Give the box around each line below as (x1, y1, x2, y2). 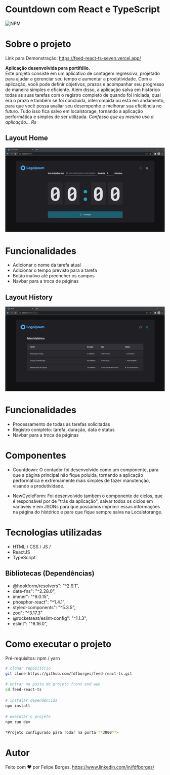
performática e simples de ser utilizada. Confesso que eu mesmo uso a (5, 113, 154, 120)
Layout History (5, 293, 53, 301)
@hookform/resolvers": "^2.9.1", (12, 583, 79, 589)
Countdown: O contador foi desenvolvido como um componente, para (12, 467, 159, 473)
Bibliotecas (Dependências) (5, 569, 95, 578)
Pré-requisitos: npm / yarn (5, 655, 60, 661)
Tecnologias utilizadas (5, 527, 102, 538)
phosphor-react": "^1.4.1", (12, 599, 66, 605)
